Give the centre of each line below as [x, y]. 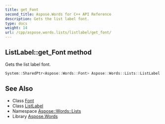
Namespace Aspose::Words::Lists [47, 111]
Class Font [23, 100]
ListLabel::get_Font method [48, 52]
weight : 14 [16, 28]
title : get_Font [22, 10]
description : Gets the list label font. [47, 19]
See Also [19, 89]
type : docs [16, 23]
